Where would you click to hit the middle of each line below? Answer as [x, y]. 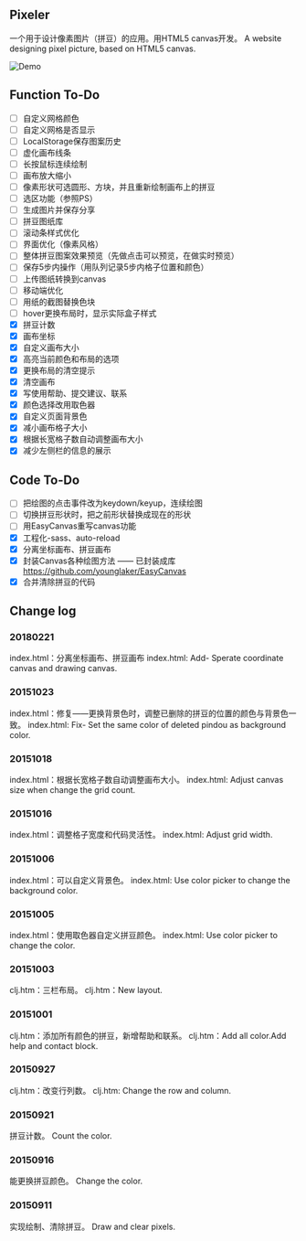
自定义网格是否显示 [59, 129]
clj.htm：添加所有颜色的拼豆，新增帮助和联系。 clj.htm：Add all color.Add [148, 1035]
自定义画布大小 [51, 348]
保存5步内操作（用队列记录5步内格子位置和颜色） [116, 267]
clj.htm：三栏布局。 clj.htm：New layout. [86, 990]
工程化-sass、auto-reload [71, 538]
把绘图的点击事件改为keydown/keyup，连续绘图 [113, 503]
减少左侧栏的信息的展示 [67, 451]
